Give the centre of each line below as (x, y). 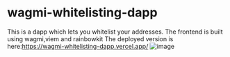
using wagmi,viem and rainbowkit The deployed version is (90, 38)
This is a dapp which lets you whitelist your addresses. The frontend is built (115, 32)
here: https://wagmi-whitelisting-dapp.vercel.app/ (78, 46)
